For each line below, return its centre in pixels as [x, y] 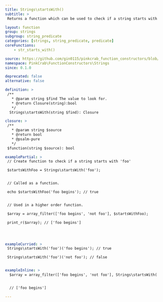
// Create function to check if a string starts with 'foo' [69, 161]
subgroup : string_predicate [33, 36]
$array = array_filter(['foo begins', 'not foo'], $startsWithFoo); [78, 214]
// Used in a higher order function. [45, 205]
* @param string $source [37, 130]
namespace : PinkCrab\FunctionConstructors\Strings [57, 63]
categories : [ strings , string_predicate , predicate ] [59, 41]
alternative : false [25, 81]
